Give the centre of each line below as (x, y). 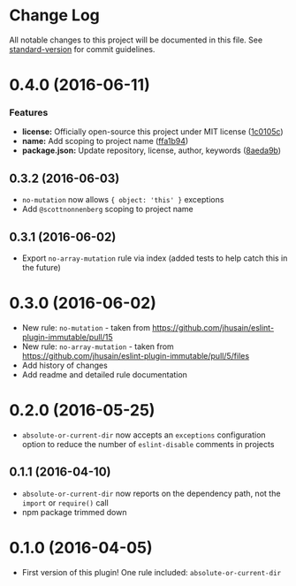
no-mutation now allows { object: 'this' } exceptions (123, 200)
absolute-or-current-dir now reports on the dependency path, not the (151, 493)
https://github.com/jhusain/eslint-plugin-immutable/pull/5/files (136, 355)
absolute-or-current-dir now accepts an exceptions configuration (144, 435)
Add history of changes (65, 365)
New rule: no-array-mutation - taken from (98, 346)
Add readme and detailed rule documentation (105, 374)
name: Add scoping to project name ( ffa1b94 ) (105, 141)
